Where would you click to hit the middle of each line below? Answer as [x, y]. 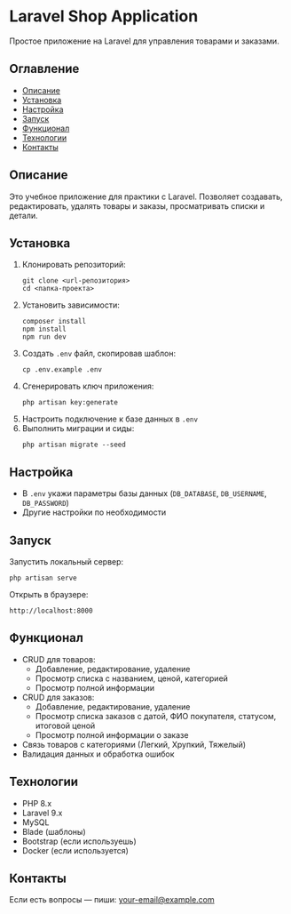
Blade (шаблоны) [54, 831]
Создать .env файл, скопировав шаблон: [98, 354]
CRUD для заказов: [58, 697]
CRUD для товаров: [59, 659]
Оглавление [44, 69]
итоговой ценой [65, 726]
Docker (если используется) [75, 850]
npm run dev [44, 337]
